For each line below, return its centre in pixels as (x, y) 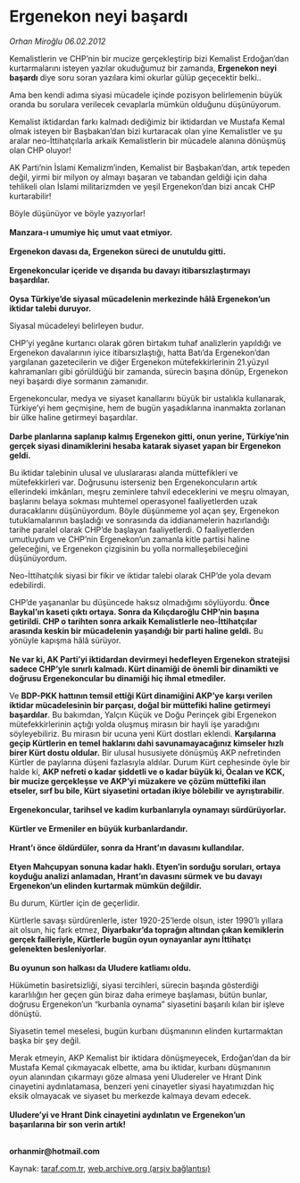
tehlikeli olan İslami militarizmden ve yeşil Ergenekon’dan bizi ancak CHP (142, 186)
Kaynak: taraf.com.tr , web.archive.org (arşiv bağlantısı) (110, 1168)
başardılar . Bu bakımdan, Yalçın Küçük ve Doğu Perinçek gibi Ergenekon (143, 714)
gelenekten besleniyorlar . (58, 949)
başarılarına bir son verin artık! (68, 1124)
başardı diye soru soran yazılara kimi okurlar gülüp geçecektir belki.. (135, 77)
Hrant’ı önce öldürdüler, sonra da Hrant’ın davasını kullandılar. (127, 848)
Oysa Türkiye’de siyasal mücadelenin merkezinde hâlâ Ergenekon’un (140, 299)
